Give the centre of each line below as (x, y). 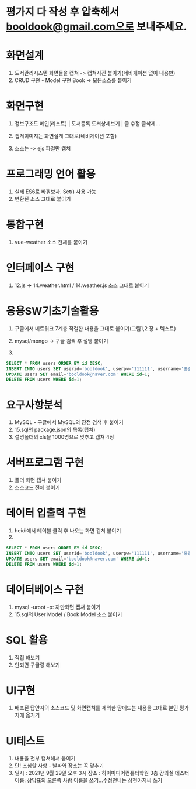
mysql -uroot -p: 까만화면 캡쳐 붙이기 (57, 607)
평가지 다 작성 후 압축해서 (63, 12)
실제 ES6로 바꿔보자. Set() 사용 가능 (55, 192)
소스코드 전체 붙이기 (37, 487)
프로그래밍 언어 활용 (51, 174)
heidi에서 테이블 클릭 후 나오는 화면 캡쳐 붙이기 (68, 531)
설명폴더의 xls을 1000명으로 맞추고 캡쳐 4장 (64, 437)
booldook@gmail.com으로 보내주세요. (97, 27)
